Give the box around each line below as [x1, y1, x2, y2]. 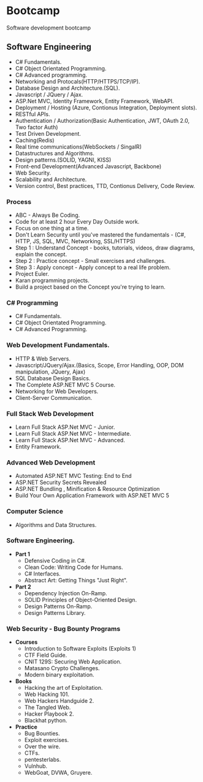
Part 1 [15, 550, 31, 558]
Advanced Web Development [6, 458, 96, 467]
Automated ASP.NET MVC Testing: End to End [15, 472, 132, 480]
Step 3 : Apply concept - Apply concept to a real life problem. [15, 264, 170, 271]
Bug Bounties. [24, 730, 60, 737]
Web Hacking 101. [24, 690, 69, 698]
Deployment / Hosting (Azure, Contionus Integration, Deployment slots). [15, 104, 197, 111]
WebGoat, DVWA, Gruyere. [24, 769, 93, 776]
